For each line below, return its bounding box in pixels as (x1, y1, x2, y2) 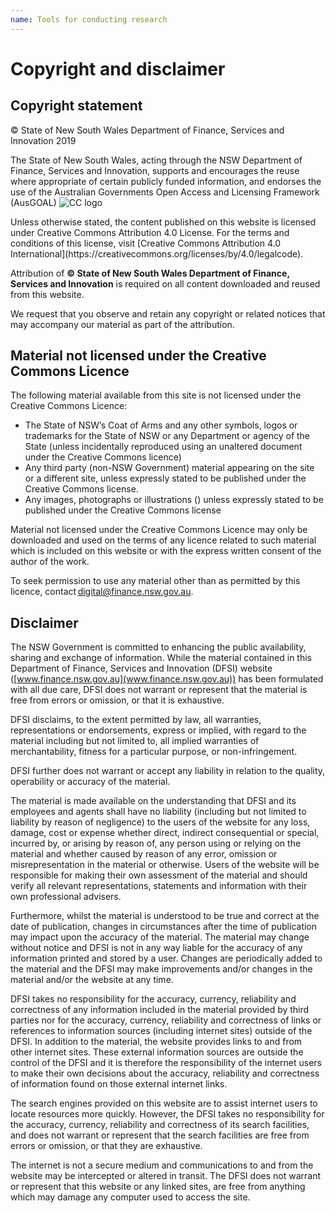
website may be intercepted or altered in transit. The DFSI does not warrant (10, 1170, 321, 1182)
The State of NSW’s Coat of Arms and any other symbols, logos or (24, 419, 298, 431)
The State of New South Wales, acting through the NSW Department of (10, 154, 303, 166)
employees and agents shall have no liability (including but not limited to (10, 806, 307, 818)
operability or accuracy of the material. (10, 776, 171, 788)
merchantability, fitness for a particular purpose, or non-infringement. (10, 746, 298, 758)
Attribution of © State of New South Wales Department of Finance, (10, 267, 290, 279)
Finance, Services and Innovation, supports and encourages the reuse (10, 164, 300, 176)
